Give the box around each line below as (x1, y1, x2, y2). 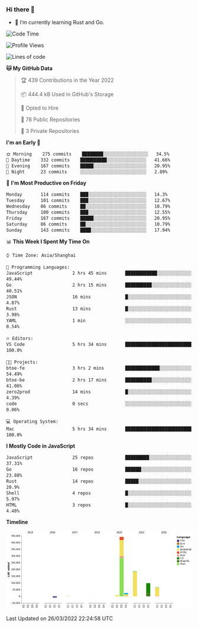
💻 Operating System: (6, 418, 59, 425)
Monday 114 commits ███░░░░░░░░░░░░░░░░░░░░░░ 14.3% (6, 192, 168, 198)
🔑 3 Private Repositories (20, 128, 80, 135)
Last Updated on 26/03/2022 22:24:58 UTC (6, 614, 113, 622)
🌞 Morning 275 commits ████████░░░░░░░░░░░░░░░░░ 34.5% (6, 151, 170, 157)
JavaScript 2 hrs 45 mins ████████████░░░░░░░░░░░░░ (6, 270, 192, 277)
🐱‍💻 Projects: (6, 359, 38, 366)
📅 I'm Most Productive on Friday (6, 179, 87, 186)
